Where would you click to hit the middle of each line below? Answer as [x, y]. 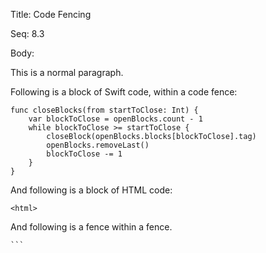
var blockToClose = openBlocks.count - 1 [115, 119]
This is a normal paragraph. [67, 72]
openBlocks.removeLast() [98, 145]
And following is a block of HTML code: [91, 190]
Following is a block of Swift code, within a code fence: [124, 92]
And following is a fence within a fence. [91, 227]
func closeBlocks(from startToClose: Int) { [104, 110]
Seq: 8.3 [27, 33]
